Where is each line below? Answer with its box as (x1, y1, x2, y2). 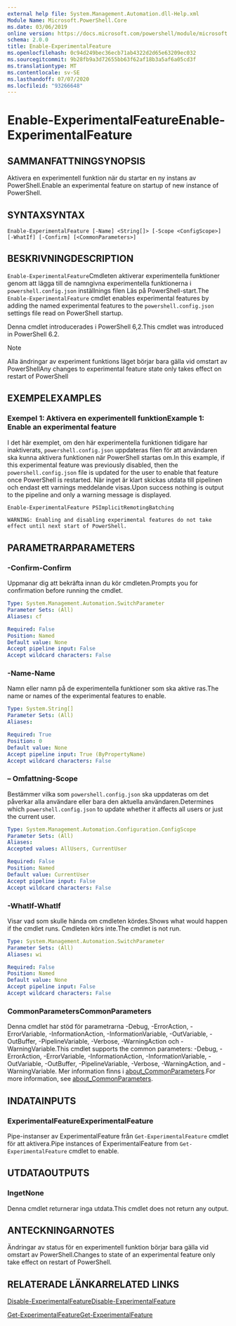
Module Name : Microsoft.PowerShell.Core (7, 17, 128, 24)
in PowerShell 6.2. (7, 329, 60, 338)
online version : (7, 29, 55, 37)
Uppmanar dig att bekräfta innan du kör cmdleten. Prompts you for (7, 579, 198, 587)
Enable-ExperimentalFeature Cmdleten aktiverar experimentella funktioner (7, 271, 220, 280)
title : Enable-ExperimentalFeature (7, 43, 112, 50)
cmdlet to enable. (68, 1146, 119, 1155)
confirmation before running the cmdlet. (7, 586, 123, 595)
